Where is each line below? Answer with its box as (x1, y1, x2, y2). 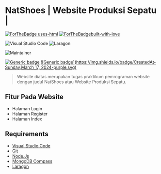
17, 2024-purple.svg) (34, 64, 77, 70)
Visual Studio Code (12, 143, 51, 148)
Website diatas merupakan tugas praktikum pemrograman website (16, 73, 150, 79)
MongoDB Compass (12, 158, 52, 164)
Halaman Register (12, 111, 48, 116)
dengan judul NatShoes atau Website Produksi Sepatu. (16, 79, 127, 85)
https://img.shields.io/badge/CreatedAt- (76, 59, 156, 65)
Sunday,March (5, 64, 34, 70)
